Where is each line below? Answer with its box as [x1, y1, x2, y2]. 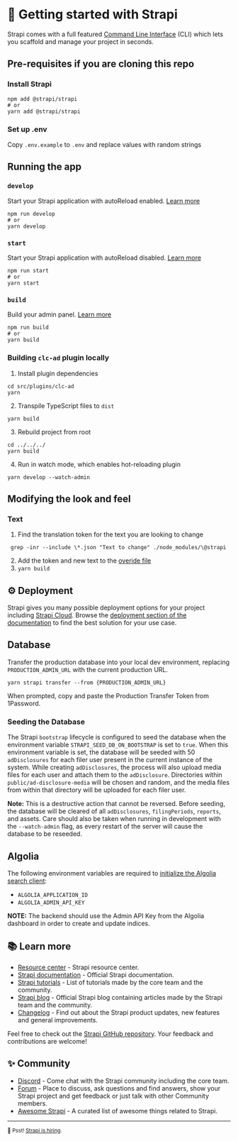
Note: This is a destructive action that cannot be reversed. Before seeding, [7, 800, 225, 808]
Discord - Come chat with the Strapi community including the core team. [17, 1076, 229, 1085]
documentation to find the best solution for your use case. [7, 619, 177, 627]
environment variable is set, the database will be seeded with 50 [7, 748, 195, 756]
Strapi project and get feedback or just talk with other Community [17, 1091, 210, 1100]
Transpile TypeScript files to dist [17, 401, 115, 410]
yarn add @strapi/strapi [7, 108, 81, 115]
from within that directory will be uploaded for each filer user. [7, 786, 186, 794]
